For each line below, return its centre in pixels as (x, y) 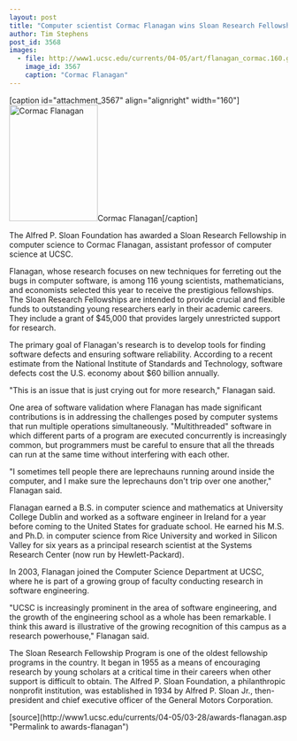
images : (23, 50)
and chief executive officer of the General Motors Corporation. (160, 699)
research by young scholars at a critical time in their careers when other (140, 672)
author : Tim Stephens (49, 34)
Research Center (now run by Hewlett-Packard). (97, 554)
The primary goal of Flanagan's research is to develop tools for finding (137, 344)
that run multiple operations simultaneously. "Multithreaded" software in (141, 426)
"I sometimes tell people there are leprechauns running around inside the (142, 471)
